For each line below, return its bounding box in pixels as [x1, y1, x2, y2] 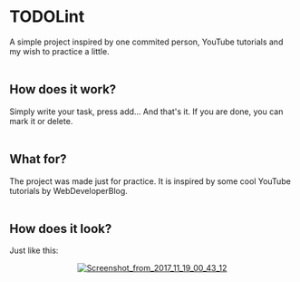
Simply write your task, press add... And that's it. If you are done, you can [9, 106, 284, 117]
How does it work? [9, 82, 117, 97]
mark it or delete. [9, 115, 73, 126]
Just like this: [9, 245, 59, 256]
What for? [9, 151, 67, 167]
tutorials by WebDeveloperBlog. [9, 185, 129, 196]
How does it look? [9, 220, 112, 237]
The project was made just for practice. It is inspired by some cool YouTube [9, 175, 292, 187]
